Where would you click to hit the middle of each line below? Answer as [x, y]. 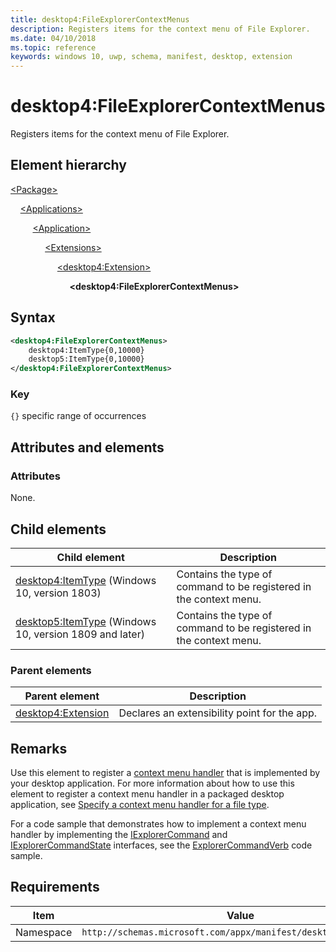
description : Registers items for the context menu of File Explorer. [160, 29]
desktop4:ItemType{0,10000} [86, 350]
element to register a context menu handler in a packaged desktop [147, 794]
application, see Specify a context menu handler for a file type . [140, 805]
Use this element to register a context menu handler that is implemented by [165, 773]
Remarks [39, 748]
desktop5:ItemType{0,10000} [86, 359]
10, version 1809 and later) [80, 634]
